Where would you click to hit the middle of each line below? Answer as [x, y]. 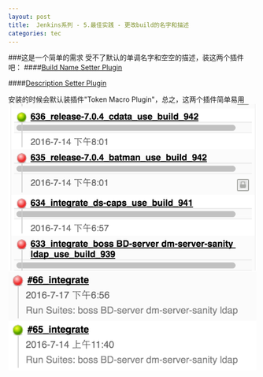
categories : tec [35, 33]
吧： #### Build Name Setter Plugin [65, 68]
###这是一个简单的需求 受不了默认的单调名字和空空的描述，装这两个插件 [126, 58]
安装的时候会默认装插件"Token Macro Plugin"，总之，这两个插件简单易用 [126, 99]
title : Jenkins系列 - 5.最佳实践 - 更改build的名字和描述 [98, 25]
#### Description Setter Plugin [57, 84]
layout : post [30, 17]
